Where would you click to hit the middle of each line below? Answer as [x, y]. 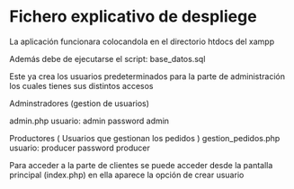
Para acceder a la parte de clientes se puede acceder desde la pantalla [141, 165]
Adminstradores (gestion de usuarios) [80, 103]
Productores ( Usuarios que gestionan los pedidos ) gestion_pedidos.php [145, 138]
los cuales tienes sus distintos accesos [81, 85]
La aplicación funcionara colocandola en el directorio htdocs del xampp [142, 41]
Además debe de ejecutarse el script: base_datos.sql [107, 58]
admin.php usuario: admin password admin [89, 121]
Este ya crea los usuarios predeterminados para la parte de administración [147, 76]
